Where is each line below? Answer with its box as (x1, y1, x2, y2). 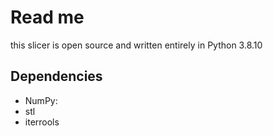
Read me (10, 6, 85, 29)
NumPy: (24, 94, 58, 106)
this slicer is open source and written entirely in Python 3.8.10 (10, 39, 263, 51)
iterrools (24, 116, 60, 128)
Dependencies (10, 68, 103, 85)
